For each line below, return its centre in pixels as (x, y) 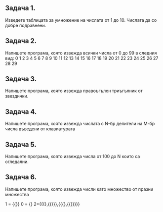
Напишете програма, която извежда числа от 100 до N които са (73, 157)
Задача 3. (21, 79)
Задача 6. (21, 177)
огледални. (17, 162)
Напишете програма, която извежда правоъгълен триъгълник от (74, 91)
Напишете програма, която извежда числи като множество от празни (79, 189)
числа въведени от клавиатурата (40, 129)
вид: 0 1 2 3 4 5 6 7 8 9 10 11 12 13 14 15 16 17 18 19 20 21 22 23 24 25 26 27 (82, 58)
